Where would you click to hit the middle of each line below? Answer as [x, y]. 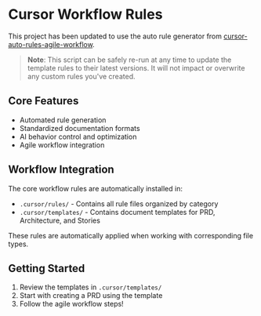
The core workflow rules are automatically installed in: [95, 188]
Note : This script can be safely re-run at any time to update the [129, 60]
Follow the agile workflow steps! [71, 304]
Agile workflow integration [62, 145]
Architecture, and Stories [60, 220]
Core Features [43, 101]
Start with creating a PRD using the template [91, 296]
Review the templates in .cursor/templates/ [91, 287]
